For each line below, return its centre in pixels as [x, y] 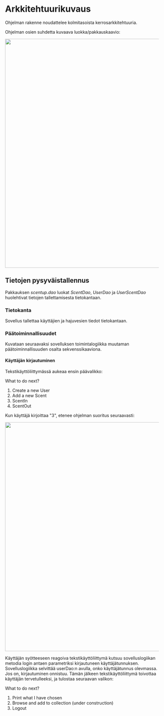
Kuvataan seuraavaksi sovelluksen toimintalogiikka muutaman [67, 344]
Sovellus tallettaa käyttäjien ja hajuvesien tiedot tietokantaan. [66, 321]
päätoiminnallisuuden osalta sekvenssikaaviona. [53, 349]
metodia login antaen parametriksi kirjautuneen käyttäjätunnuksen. [72, 663]
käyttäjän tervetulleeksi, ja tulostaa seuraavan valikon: [59, 679]
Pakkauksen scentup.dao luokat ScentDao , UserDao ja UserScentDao [76, 292]
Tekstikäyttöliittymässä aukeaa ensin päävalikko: [54, 371]
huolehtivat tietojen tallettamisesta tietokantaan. [53, 297]
